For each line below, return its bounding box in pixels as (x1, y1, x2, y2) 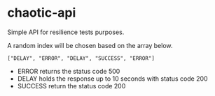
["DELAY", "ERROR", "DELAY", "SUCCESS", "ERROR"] (7, 54, 155, 62)
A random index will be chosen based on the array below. (7, 41, 173, 49)
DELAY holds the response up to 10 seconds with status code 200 (17, 74, 208, 83)
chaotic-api (7, 5, 76, 21)
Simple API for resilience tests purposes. (7, 28, 125, 36)
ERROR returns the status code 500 (17, 67, 120, 75)
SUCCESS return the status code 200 (17, 81, 126, 90)
